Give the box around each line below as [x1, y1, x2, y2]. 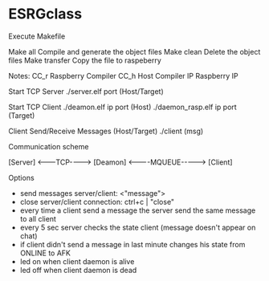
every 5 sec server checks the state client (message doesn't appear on [19, 222, 256, 232]
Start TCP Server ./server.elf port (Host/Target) [8, 86, 165, 96]
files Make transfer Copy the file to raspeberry [8, 55, 162, 65]
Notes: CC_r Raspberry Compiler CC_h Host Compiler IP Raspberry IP [8, 71, 238, 80]
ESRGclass [8, 5, 83, 23]
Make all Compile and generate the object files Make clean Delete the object [8, 47, 261, 56]
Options [8, 173, 35, 182]
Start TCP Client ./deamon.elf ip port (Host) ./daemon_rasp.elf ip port [8, 102, 237, 112]
